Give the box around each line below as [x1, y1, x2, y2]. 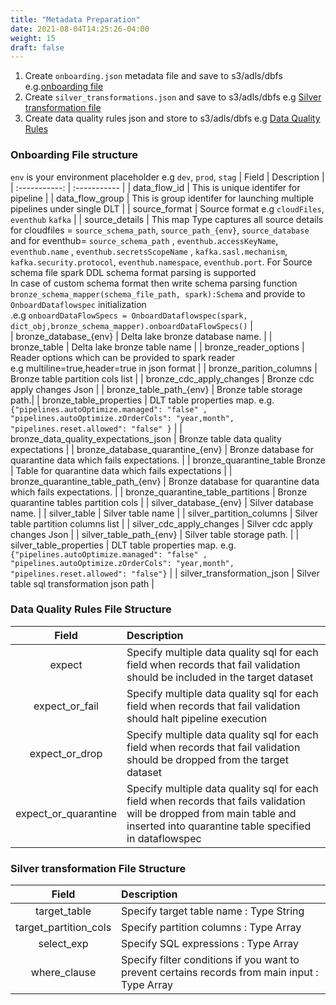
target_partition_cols [15, 921, 112, 935]
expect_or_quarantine [15, 806, 118, 820]
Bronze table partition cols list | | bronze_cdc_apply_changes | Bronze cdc [10, 372, 315, 385]
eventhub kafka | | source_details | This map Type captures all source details [10, 213, 324, 225]
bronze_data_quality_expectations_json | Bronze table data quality [10, 432, 282, 445]
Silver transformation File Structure [10, 861, 187, 875]
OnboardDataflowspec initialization [10, 298, 147, 310]
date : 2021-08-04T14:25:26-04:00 [10, 24, 150, 34]
